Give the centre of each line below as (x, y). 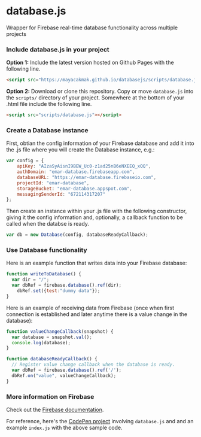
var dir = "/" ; (31, 280)
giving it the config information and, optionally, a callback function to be (95, 217)
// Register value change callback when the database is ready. (93, 365)
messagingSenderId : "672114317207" (61, 194)
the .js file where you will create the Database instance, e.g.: (80, 150)
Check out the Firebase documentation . (55, 409)
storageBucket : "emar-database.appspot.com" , (75, 189)
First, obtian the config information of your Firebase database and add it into (100, 143)
